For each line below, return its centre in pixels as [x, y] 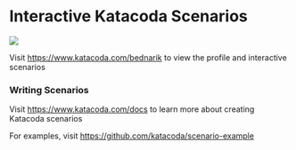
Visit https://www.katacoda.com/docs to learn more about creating [132, 109]
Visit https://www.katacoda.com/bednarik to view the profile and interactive [148, 57]
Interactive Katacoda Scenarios [128, 16]
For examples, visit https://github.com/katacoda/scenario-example [132, 136]
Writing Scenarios [49, 90]
